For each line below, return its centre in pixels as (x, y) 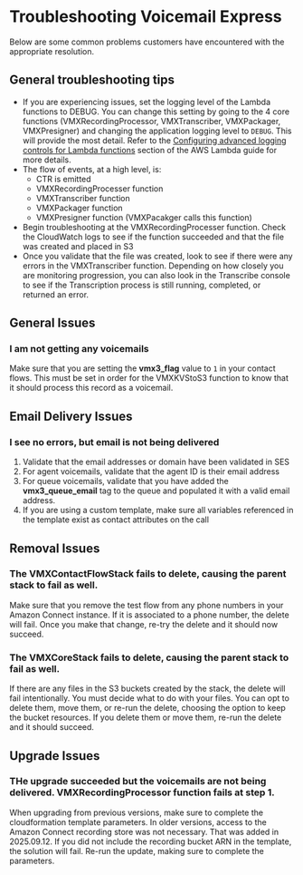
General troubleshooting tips (92, 80)
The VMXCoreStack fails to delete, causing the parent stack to (149, 657)
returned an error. (55, 294)
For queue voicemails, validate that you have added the (125, 481)
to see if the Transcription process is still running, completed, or (142, 285)
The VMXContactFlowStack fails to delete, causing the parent (148, 574)
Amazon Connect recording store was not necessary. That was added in (144, 831)
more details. (47, 160)
